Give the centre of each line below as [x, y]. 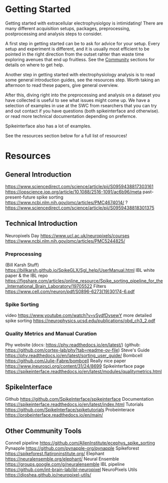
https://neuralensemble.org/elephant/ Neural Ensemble [62, 459]
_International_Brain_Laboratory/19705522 [49, 286]
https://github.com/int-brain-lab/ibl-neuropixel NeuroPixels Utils [71, 469]
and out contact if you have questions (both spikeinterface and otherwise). [82, 111]
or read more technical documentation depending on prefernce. [71, 116]
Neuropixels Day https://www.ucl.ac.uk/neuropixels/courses [67, 235]
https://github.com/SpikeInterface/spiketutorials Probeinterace [70, 410]
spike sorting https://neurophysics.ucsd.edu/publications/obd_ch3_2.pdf [80, 321]
